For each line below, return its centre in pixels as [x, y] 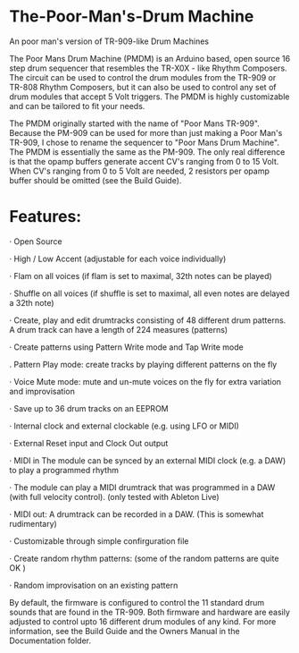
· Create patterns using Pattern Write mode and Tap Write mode [126, 347]
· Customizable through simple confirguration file [99, 541]
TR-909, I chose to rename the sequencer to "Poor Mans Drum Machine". [144, 142]
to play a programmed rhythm [64, 470]
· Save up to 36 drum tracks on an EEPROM [89, 408]
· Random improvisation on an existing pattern [94, 585]
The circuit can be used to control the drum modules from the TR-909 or [143, 77]
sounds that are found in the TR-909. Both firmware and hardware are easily [149, 612]
